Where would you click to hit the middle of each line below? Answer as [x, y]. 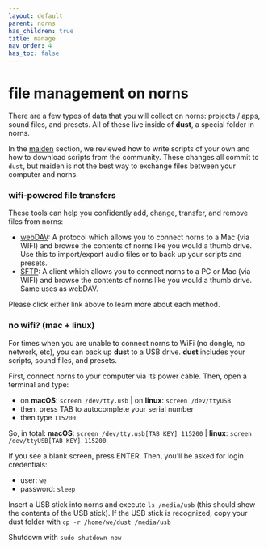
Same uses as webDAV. [59, 289]
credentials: [28, 464]
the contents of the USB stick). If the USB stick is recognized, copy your [128, 513]
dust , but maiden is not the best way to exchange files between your [122, 166]
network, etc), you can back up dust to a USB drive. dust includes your [127, 352]
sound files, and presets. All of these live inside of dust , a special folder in [131, 124]
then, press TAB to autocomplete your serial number [107, 408]
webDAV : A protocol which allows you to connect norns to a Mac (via [135, 237]
